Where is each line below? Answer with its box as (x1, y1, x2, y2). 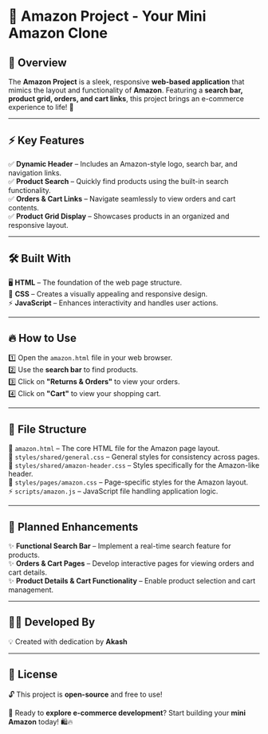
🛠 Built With (8, 252, 72, 265)
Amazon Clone (8, 24, 108, 42)
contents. (8, 202, 40, 212)
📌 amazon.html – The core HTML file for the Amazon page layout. (8, 444, 221, 453)
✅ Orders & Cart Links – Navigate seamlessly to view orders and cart (8, 194, 236, 203)
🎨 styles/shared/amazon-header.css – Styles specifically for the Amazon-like (8, 461, 260, 470)
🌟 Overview (8, 56, 67, 69)
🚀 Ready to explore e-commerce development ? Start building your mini (8, 708, 246, 717)
